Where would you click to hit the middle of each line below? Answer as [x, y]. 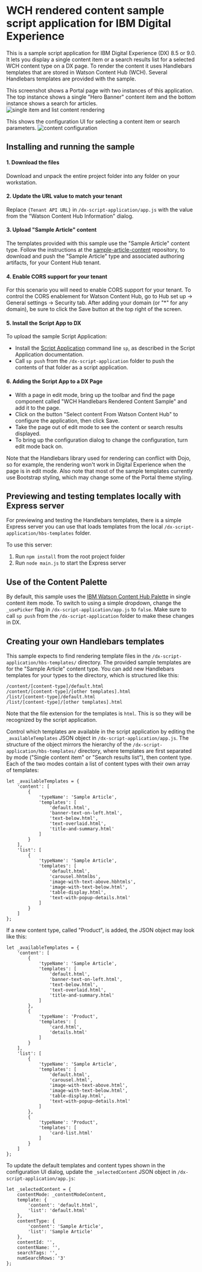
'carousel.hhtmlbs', [75, 876]
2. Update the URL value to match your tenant [64, 196]
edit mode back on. [39, 446]
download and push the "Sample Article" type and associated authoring [95, 256]
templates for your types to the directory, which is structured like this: [93, 675]
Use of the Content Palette [57, 582]
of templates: [23, 770]
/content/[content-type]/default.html [55, 686]
